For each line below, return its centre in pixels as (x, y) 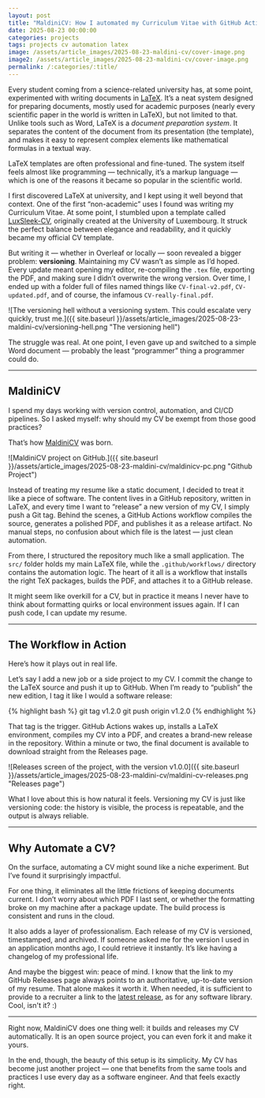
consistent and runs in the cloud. (62, 916)
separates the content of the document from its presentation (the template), (131, 131)
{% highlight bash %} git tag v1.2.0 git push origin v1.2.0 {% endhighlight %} (132, 711)
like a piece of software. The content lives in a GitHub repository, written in (129, 498)
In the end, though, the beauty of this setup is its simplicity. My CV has (123, 1060)
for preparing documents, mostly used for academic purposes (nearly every (132, 106)
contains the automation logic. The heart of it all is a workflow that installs (128, 572)
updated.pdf (28, 295)
